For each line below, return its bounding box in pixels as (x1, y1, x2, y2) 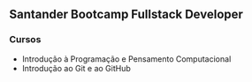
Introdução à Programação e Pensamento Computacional (21, 53, 232, 64)
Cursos (9, 34, 42, 46)
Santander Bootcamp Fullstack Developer (9, 7, 243, 22)
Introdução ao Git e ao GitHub (21, 63, 131, 73)
